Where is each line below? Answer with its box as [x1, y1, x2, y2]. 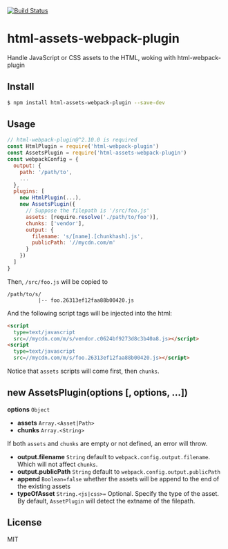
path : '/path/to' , [19, 168, 73, 175]
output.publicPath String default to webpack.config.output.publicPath [17, 467, 221, 476]
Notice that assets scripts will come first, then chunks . [7, 367, 160, 376]
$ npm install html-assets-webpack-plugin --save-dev [7, 99, 166, 106]
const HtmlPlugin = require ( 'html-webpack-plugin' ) [7, 143, 159, 150]
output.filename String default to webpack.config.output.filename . [17, 452, 211, 461]
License [7, 517, 42, 528]
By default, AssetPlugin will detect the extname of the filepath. [17, 497, 196, 505]
